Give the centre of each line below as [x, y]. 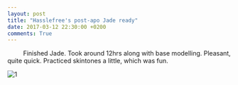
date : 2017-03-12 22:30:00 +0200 [57, 27]
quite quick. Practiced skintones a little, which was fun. [88, 61]
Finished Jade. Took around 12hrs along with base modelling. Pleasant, [127, 53]
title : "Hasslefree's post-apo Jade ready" [73, 20]
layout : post [27, 14]
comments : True [30, 33]
